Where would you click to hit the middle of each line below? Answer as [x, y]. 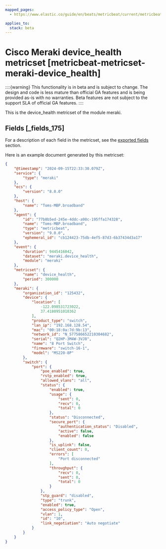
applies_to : [17, 23]
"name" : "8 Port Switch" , [58, 344]
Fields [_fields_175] [35, 128]
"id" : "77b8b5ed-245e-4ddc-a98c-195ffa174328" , [73, 219]
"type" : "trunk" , [58, 500]
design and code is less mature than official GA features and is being [75, 93]
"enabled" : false [76, 436]
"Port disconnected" [79, 459]
